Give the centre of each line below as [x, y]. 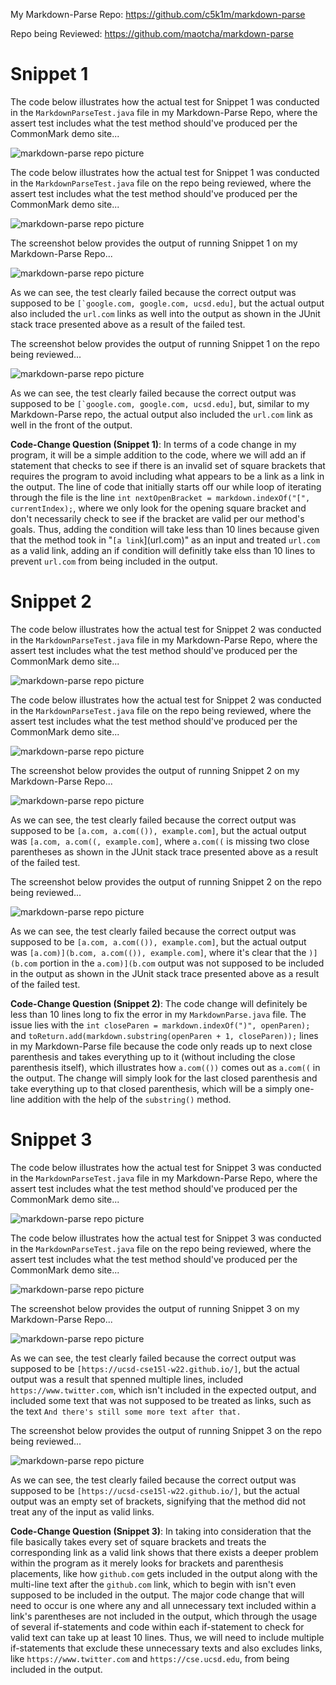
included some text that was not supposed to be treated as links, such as [161, 1400]
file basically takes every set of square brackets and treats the [138, 1541]
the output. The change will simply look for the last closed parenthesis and [164, 1078]
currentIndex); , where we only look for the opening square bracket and [158, 508]
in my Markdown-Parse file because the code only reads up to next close [161, 1046]
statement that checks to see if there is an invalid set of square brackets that [168, 465]
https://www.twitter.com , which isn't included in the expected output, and [163, 1390]
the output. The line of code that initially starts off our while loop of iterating [166, 486]
